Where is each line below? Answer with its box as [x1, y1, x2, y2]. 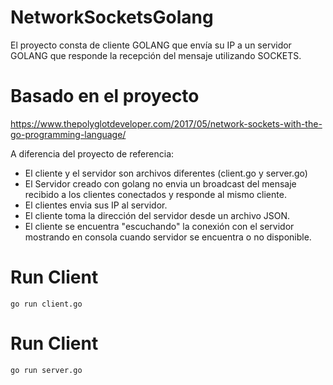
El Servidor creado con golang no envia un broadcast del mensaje [24, 177, 297, 190]
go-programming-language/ [10, 128, 127, 140]
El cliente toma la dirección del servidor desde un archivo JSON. [24, 209, 291, 221]
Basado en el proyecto [10, 85, 200, 108]
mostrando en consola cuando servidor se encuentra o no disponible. [24, 231, 312, 243]
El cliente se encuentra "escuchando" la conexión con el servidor [24, 220, 295, 232]
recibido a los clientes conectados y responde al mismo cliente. [24, 188, 287, 200]
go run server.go [10, 365, 83, 375]
